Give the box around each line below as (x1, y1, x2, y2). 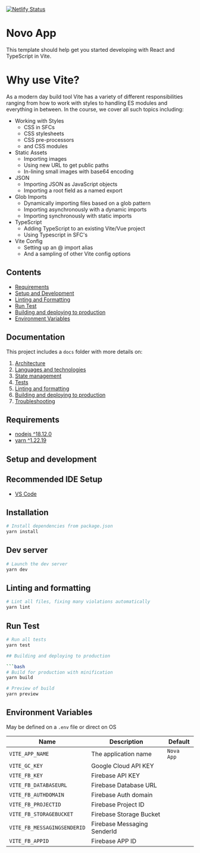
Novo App (6, 27, 57, 40)
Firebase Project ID (91, 800, 145, 808)
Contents (6, 267, 42, 278)
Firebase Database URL (91, 781, 158, 789)
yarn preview (6, 691, 39, 697)
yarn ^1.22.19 (14, 437, 46, 444)
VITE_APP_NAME (9, 751, 49, 757)
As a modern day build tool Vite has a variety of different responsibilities (6, 93, 183, 100)
